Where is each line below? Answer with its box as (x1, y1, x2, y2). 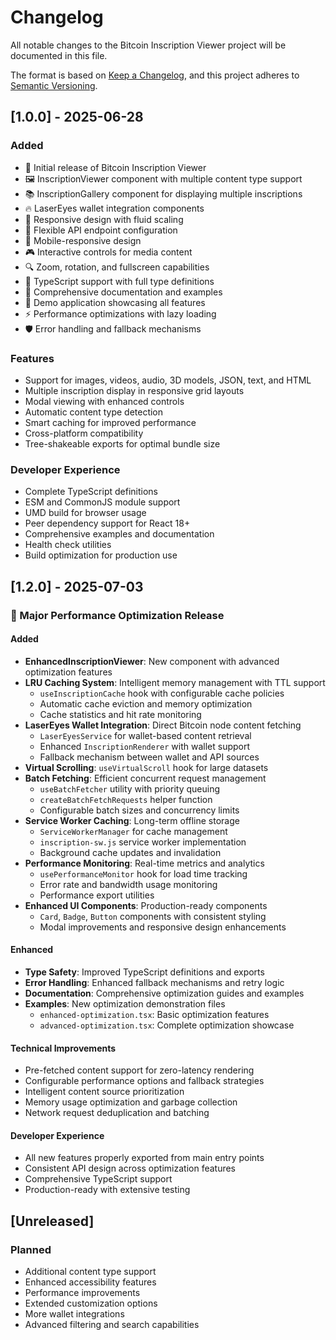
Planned (10, 1242, 52, 1256)
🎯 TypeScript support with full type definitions (24, 275, 215, 287)
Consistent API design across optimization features (24, 1162, 237, 1175)
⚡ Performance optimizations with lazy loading (24, 307, 217, 320)
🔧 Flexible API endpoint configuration (24, 224, 178, 236)
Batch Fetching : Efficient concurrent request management (24, 772, 267, 784)
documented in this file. (10, 49, 108, 61)
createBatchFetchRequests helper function (39, 793, 213, 805)
